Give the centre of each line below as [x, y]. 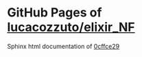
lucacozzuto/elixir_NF [71, 27]
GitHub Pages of [55, 13]
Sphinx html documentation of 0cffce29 [63, 46]
